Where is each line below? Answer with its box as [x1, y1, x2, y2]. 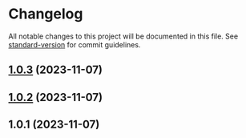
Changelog [8, 5, 83, 23]
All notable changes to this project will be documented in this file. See [8, 31, 239, 41]
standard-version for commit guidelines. [8, 39, 141, 49]
